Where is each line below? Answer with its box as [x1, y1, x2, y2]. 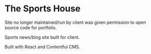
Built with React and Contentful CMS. [4, 44, 80, 50]
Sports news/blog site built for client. [4, 34, 80, 40]
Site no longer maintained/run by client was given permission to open [4, 19, 147, 25]
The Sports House [4, 3, 81, 14]
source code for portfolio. [4, 24, 57, 30]
